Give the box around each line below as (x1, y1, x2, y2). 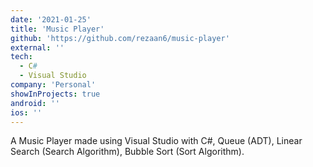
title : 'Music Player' (10, 24, 105, 34)
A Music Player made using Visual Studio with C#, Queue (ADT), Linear (10, 135, 303, 147)
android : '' (10, 98, 60, 108)
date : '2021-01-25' (10, 14, 92, 25)
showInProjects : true (10, 89, 101, 99)
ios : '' (10, 107, 43, 118)
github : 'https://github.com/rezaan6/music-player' (10, 33, 230, 43)
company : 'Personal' (10, 80, 97, 90)
